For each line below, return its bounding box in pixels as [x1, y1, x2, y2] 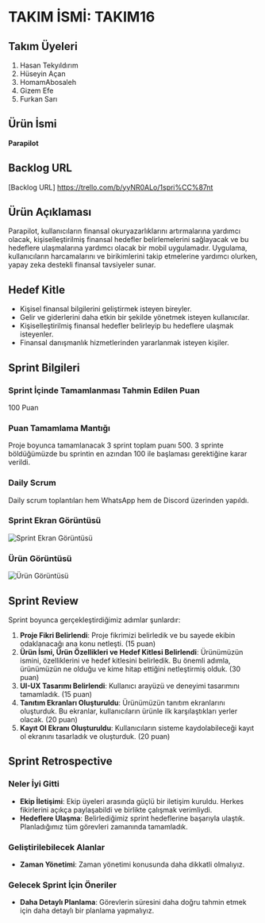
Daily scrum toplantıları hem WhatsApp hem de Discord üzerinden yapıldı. [8, 495, 249, 505]
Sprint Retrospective [8, 755, 113, 768]
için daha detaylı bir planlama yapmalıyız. [19, 906, 155, 916]
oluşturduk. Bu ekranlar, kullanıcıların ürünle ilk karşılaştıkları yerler [19, 706, 238, 716]
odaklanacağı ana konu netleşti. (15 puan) [19, 639, 156, 648]
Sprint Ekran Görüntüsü [8, 515, 102, 526]
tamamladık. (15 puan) [19, 689, 93, 698]
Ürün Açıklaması [8, 206, 92, 219]
